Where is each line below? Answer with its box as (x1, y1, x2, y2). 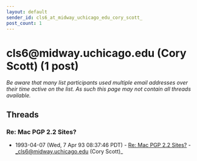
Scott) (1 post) (6, 59, 79, 73)
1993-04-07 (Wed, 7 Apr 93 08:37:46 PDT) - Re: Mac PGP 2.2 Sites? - (15, 142, 192, 148)
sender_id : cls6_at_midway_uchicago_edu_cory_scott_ (6, 15, 143, 21)
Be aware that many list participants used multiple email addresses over (6, 79, 188, 87)
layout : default (6, 8, 47, 15)
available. (6, 92, 32, 99)
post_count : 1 (6, 20, 43, 26)
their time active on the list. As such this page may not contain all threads (6, 85, 192, 93)
